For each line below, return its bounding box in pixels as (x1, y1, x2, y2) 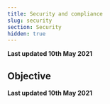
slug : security (7, 17, 53, 24)
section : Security (7, 23, 62, 30)
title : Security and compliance (7, 10, 103, 18)
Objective (7, 70, 52, 82)
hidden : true (7, 30, 46, 37)
